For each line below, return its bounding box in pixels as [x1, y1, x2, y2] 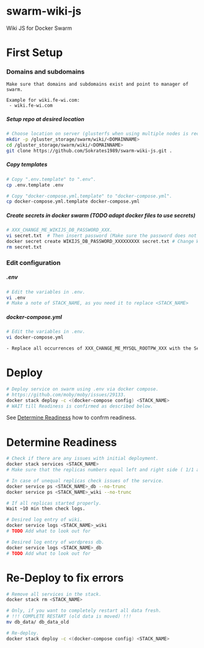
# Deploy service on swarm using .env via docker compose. [6, 386, 159, 392]
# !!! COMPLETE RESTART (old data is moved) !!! [6, 613, 132, 619]
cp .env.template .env [6, 181, 64, 188]
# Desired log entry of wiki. [6, 516, 83, 523]
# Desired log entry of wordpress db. [6, 539, 104, 545]
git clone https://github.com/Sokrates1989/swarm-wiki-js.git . [6, 148, 172, 154]
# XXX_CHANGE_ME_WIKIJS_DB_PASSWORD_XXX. [6, 227, 113, 233]
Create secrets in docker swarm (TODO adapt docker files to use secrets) [6, 211, 195, 219]
